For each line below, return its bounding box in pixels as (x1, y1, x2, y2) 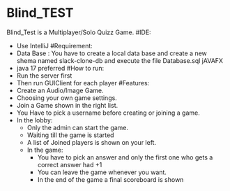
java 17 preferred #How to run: (16, 64, 105, 72)
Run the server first (16, 71, 72, 80)
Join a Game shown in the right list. (16, 101, 118, 109)
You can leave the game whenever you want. (37, 168, 167, 176)
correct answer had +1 (37, 160, 102, 169)
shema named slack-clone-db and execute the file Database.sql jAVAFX (16, 56, 224, 64)
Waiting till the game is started (26, 131, 114, 139)
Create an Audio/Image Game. (16, 86, 104, 94)
